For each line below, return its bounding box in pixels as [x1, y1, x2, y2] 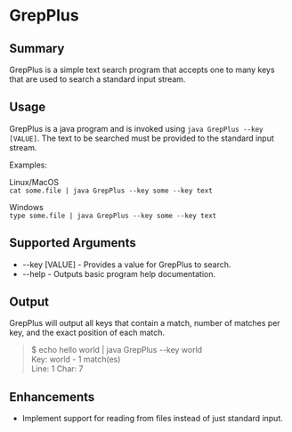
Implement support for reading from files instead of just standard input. [21, 413, 283, 424]
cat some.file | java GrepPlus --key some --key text [9, 186, 214, 195]
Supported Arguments [9, 235, 136, 250]
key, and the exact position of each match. [9, 327, 166, 338]
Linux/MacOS [9, 176, 60, 187]
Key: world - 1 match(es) [30, 354, 121, 365]
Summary [9, 41, 65, 56]
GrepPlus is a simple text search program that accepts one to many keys [9, 64, 275, 75]
